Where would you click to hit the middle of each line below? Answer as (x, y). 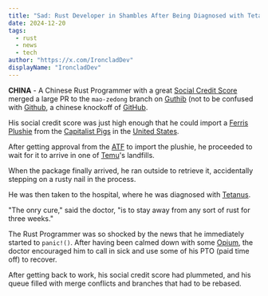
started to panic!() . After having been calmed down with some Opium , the (131, 242)
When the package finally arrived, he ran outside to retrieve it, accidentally (131, 170)
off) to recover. (33, 259)
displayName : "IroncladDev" (55, 68)
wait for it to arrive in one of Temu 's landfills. (82, 155)
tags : (17, 30)
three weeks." (31, 218)
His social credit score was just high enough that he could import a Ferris (128, 122)
